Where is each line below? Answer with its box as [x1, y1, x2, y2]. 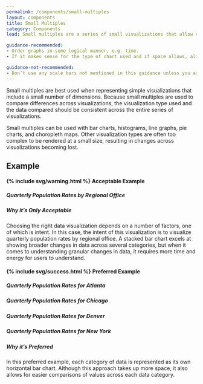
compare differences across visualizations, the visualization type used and [6, 99, 192, 106]
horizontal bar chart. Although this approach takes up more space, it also [6, 364, 188, 372]
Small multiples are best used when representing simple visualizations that [6, 86, 192, 94]
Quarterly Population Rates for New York [6, 328, 112, 335]
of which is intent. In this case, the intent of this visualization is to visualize [6, 228, 192, 236]
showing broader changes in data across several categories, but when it [6, 241, 186, 249]
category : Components [6, 25, 61, 32]
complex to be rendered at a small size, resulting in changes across [6, 137, 174, 144]
